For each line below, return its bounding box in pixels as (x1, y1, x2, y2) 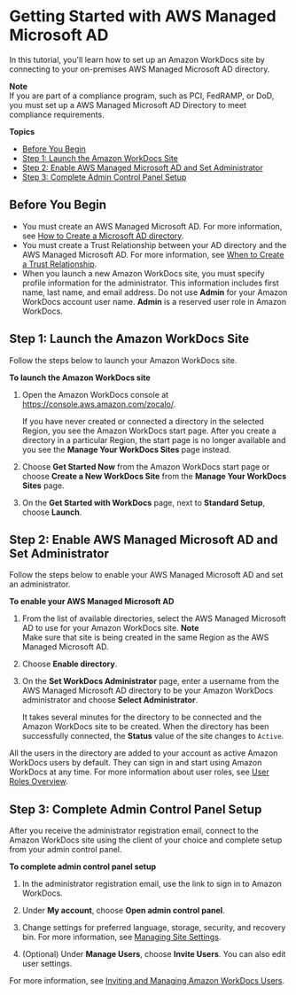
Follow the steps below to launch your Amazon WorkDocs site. (9, 354, 238, 365)
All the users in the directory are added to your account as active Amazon (9, 748, 278, 758)
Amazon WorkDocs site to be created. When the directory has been (21, 721, 269, 732)
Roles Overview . (9, 776, 68, 787)
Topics (9, 126, 35, 136)
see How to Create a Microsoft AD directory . (21, 230, 184, 241)
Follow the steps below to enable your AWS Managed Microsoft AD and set (9, 570, 284, 580)
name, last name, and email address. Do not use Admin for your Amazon (21, 286, 288, 298)
